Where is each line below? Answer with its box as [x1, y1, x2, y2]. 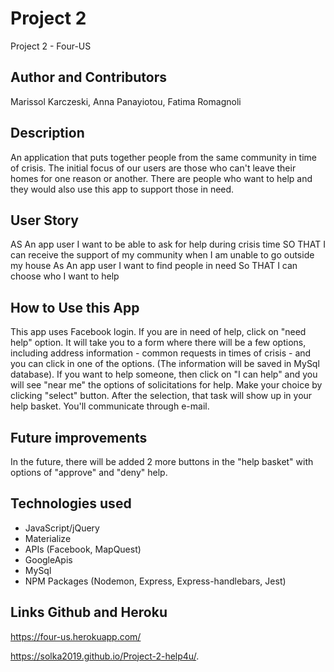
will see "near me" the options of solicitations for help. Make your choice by [10, 379, 323, 391]
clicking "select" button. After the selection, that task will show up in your [10, 390, 313, 402]
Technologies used [10, 495, 132, 512]
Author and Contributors [10, 69, 167, 86]
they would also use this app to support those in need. [10, 183, 235, 195]
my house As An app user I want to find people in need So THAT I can [10, 260, 298, 272]
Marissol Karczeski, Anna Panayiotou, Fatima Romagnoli [10, 95, 242, 107]
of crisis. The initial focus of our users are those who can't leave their [10, 162, 297, 174]
